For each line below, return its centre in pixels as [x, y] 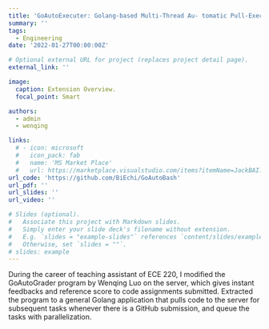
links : [19, 141]
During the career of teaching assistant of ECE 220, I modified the [117, 275]
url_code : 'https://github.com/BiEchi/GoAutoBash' [94, 178]
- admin [28, 118]
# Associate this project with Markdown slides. [94, 222]
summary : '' [28, 23]
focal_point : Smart [48, 97]
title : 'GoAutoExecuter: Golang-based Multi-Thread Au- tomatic [118, 16]
